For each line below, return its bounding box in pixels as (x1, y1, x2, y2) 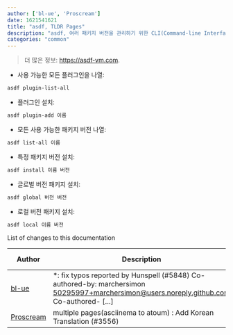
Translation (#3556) (53, 317, 119, 327)
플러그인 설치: (17, 98, 55, 106)
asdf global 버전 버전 (7, 194, 67, 201)
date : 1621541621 (7, 17, 58, 24)
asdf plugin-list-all (7, 85, 70, 92)
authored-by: (53, 279, 97, 289)
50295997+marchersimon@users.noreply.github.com (53, 288, 231, 297)
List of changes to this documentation (7, 234, 116, 242)
